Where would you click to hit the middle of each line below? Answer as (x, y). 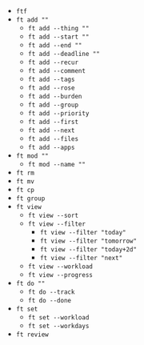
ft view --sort (53, 215)
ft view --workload (60, 267)
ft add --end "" (55, 46)
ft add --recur (53, 62)
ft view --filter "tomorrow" (88, 241)
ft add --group (53, 105)
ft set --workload (58, 318)
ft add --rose (51, 88)
